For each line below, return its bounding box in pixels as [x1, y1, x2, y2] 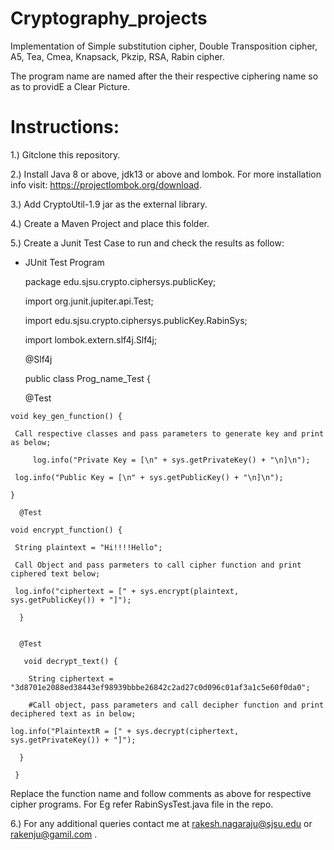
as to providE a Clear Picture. [10, 80, 131, 92]
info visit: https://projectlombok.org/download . [10, 178, 202, 191]
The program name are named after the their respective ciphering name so [10, 70, 319, 82]
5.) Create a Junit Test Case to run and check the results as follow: [10, 237, 285, 249]
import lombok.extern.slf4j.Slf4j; [24, 333, 158, 346]
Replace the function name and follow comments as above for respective [10, 787, 312, 799]
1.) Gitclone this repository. [10, 148, 121, 161]
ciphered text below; [10, 568, 101, 579]
